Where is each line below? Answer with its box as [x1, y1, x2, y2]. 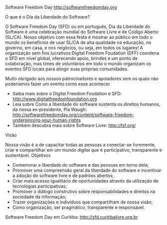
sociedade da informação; [12, 194, 66, 200]
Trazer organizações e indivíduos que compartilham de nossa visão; [12, 199, 153, 205]
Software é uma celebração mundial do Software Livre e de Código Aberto [5, 29, 159, 34]
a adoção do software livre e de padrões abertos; [12, 173, 114, 179]
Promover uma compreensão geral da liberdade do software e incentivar [12, 167, 162, 173]
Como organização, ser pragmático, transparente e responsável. [12, 205, 146, 210]
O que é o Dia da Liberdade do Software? [5, 14, 90, 19]
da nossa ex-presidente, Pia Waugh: [12, 107, 87, 112]
